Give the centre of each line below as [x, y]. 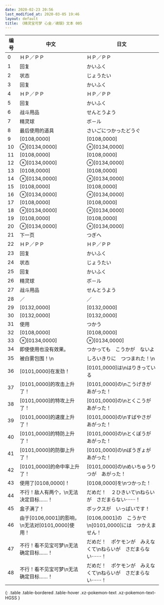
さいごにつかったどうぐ [113, 131]
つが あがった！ [106, 474]
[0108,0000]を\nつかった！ [119, 483]
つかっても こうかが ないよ [121, 349]
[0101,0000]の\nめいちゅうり [121, 467]
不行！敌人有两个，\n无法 [49, 493]
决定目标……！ [36, 500]
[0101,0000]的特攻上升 [47, 401]
